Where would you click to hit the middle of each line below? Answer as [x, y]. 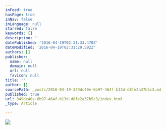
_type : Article [21, 104]
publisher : [17, 57]
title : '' [16, 80]
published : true [22, 94]
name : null [21, 61]
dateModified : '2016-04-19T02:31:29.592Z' [50, 47]
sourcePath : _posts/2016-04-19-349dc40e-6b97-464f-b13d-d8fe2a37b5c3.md [83, 89]
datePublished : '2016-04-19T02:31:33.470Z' [52, 43]
